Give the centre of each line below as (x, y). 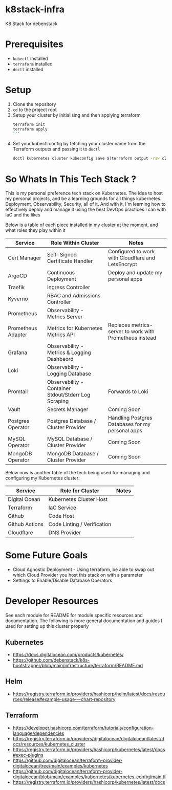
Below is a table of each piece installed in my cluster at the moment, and (82, 225)
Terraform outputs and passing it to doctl (56, 149)
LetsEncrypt (123, 265)
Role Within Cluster (75, 243)
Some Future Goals (47, 555)
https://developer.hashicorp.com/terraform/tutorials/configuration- (83, 728)
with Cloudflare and (132, 258)
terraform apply (30, 129)
